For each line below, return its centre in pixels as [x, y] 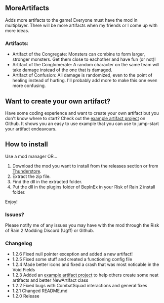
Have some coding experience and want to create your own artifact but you [82, 113]
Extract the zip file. [31, 176]
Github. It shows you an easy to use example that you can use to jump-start [82, 124]
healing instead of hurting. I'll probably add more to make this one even [85, 81]
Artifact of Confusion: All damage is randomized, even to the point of [82, 75]
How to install [27, 145]
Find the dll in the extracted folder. [47, 181]
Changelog [19, 243]
